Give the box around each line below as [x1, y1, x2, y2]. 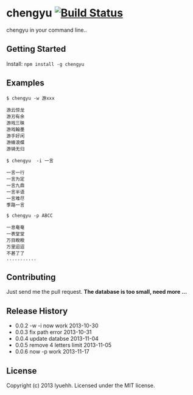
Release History [6, 305, 68, 316]
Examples [6, 78, 44, 88]
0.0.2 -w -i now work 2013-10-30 [15, 322, 99, 329]
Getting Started [6, 44, 66, 54]
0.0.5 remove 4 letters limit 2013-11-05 [15, 341, 112, 349]
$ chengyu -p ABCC [6, 212, 53, 219]
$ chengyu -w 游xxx [6, 95, 55, 101]
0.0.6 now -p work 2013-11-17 [15, 348, 89, 355]
